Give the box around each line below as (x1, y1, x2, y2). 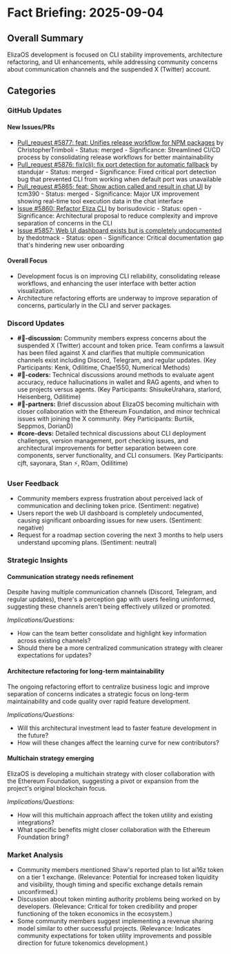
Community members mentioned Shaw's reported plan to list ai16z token (17, 866, 224, 874)
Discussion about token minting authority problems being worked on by (17, 895, 221, 904)
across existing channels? (17, 636, 91, 645)
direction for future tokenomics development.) (17, 939, 148, 947)
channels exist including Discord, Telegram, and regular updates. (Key (17, 356, 217, 365)
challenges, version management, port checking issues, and (17, 436, 188, 445)
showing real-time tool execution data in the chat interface (17, 196, 184, 205)
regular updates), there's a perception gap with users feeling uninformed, (7, 595, 216, 604)
